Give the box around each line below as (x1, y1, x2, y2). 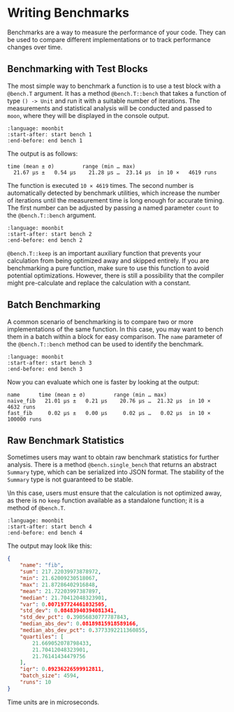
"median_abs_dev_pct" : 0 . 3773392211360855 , (20, 627, 149, 634)
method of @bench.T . (7, 504, 66, 512)
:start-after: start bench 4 (7, 523, 92, 530)
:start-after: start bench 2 (7, 231, 92, 238)
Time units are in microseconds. (7, 697, 100, 706)
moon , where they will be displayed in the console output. (7, 111, 170, 119)
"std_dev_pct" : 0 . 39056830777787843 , (20, 613, 130, 621)
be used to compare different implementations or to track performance (7, 35, 211, 43)
